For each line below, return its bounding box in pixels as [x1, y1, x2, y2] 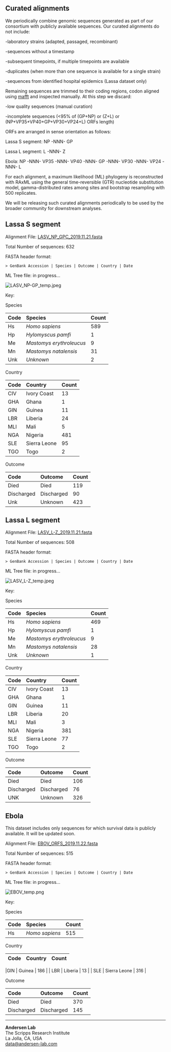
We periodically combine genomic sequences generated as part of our [5, 17, 154, 24]
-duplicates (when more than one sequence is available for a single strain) [5, 68, 161, 74]
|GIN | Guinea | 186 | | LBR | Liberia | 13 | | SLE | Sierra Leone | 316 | [5, 968, 147, 974]
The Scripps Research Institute [5, 1030, 70, 1036]
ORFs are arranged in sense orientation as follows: [5, 128, 111, 134]
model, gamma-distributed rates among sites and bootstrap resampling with [5, 184, 165, 191]
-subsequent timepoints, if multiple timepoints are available [5, 58, 130, 64]
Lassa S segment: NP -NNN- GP [5, 138, 73, 145]
